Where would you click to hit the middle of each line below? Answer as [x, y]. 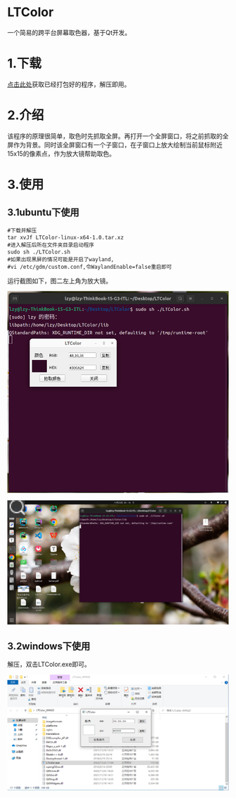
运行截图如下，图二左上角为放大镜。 [60, 281]
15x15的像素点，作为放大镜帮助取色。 [61, 153]
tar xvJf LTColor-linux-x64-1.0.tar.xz [66, 237]
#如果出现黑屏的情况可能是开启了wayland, [61, 259]
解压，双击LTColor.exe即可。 [49, 665]
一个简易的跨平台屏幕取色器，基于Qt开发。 [69, 32]
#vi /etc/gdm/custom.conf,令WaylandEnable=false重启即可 [90, 267]
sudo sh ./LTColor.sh [39, 252]
